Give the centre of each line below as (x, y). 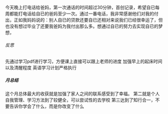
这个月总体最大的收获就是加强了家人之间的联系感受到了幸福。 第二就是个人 (82, 94)
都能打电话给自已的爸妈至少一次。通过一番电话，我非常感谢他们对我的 (81, 14)
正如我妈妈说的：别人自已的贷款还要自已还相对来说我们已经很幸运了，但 (88, 20)
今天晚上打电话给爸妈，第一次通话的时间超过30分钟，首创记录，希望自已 (80, 7)
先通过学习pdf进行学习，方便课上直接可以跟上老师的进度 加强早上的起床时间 (84, 61)
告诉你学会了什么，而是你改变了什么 (46, 106)
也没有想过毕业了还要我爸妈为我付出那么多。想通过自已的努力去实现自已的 (82, 26)
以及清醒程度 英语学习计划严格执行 (41, 68)
